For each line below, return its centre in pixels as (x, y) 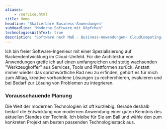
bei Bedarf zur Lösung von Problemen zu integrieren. (60, 83)
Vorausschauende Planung (39, 95)
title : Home (17, 19)
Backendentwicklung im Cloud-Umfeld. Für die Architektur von (69, 56)
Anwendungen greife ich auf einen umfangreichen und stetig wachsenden (81, 62)
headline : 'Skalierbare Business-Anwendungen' (54, 23)
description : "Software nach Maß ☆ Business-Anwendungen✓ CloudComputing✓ (84, 38)
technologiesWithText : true (34, 33)
